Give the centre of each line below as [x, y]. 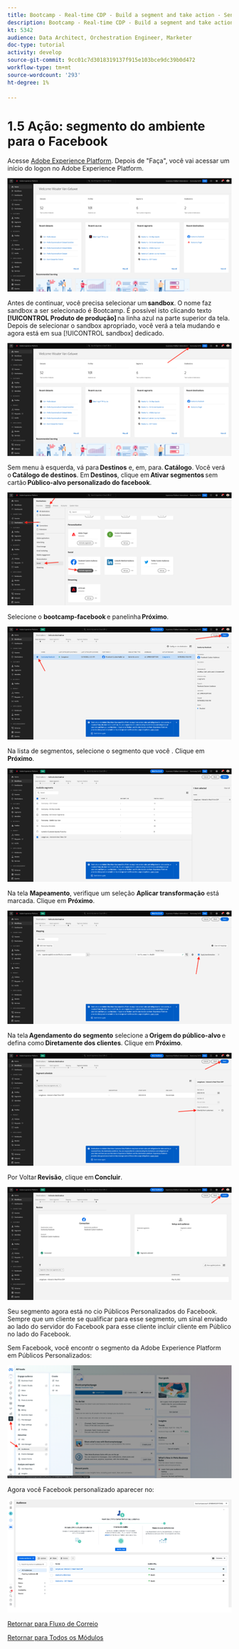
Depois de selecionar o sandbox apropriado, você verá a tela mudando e [114, 325]
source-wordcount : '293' [44, 75]
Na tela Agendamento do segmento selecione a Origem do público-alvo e [117, 1035]
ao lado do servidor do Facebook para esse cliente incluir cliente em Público [119, 1326]
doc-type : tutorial [36, 45]
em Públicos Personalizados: [50, 1355]
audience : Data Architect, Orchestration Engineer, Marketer [100, 38]
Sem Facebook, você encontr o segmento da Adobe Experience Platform [115, 1348]
